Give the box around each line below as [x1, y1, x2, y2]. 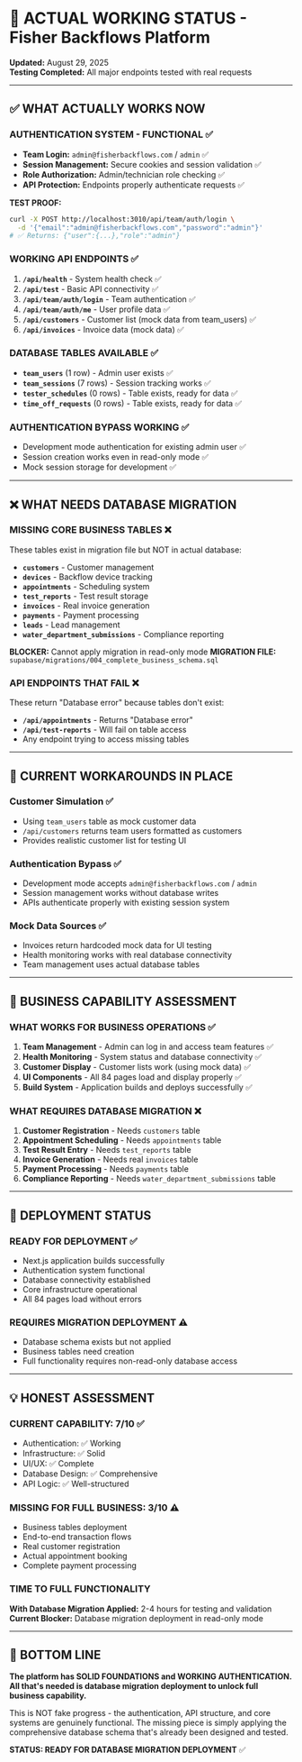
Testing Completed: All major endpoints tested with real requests [9, 67, 253, 78]
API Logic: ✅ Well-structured [22, 1478, 129, 1490]
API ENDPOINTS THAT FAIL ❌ [9, 676, 139, 689]
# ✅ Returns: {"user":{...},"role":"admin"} [9, 232, 181, 241]
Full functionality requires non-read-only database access [22, 1356, 238, 1366]
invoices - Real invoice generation [22, 599, 150, 611]
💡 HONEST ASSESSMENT [9, 1390, 155, 1405]
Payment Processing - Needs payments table [22, 1164, 189, 1174]
